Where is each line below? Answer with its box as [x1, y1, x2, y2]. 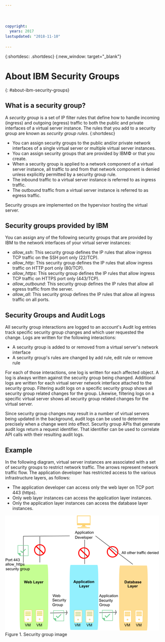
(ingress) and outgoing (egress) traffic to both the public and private [5, 120, 144, 126]
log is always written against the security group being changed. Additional [5, 375, 156, 381]
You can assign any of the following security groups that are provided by [5, 235, 153, 241]
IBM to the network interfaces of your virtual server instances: [5, 240, 132, 246]
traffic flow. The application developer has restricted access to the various [5, 470, 156, 475]
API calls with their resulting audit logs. [5, 431, 84, 437]
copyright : [5, 24, 28, 29]
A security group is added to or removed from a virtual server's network [12, 344, 159, 350]
